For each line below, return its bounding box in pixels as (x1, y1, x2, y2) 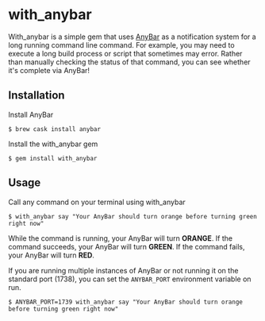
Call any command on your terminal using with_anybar (8, 197, 186, 207)
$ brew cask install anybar (8, 125, 102, 133)
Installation (8, 89, 65, 102)
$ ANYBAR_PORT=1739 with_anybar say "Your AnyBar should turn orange (8, 298, 244, 306)
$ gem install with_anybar (8, 154, 98, 162)
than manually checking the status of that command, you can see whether (8, 57, 252, 67)
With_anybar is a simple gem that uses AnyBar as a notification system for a (8, 32, 256, 41)
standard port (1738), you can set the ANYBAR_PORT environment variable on (8, 274, 252, 284)
